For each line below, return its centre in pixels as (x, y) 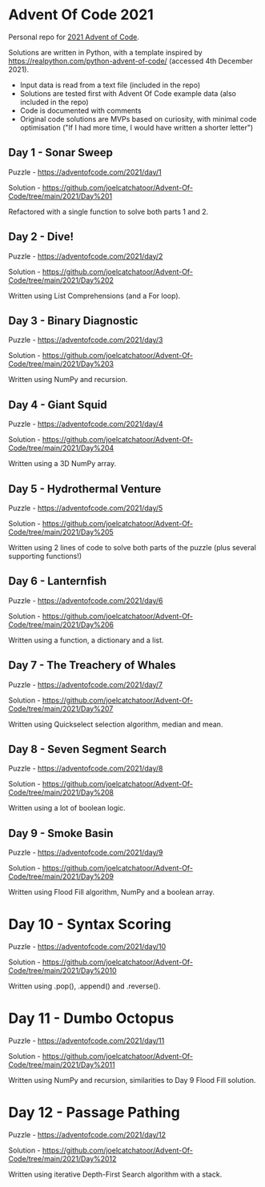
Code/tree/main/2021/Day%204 (61, 448)
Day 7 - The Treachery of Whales (92, 665)
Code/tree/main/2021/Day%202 (61, 280)
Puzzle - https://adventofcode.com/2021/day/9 (86, 853)
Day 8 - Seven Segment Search (87, 749)
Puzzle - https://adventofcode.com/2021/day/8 (86, 769)
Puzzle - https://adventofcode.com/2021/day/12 (87, 1135)
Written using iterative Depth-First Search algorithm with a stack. (115, 1174)
